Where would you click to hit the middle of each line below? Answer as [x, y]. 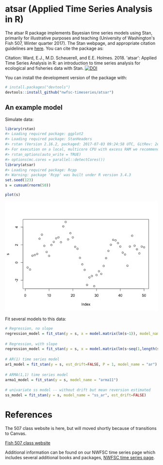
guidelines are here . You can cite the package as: [54, 48]
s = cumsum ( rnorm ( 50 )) [28, 185]
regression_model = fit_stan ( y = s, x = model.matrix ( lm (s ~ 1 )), [71, 333]
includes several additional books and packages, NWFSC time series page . [80, 458]
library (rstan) [20, 129]
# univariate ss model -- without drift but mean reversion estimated [78, 390]
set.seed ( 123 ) [19, 180]
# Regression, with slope [31, 344]
